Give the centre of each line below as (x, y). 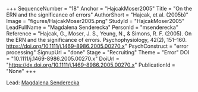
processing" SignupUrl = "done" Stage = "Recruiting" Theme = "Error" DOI (98, 52)
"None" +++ (21, 71)
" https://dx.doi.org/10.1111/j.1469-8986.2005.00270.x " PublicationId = (91, 65)
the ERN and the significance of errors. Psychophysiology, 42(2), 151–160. (97, 40)
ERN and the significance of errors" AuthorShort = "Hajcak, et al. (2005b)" (98, 15)
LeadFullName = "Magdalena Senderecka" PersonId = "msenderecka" (92, 27)
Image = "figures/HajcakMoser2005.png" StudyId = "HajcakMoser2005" (95, 21)
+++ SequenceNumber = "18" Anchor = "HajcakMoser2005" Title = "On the (99, 9)
